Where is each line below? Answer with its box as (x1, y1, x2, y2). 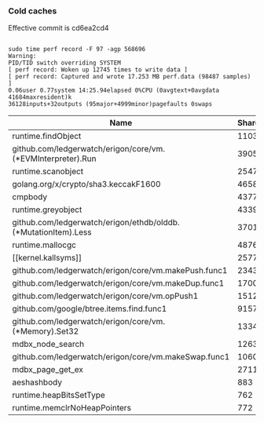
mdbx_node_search (12, 339, 85, 350)
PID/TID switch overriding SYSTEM (8, 59, 122, 67)
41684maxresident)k (8, 93, 72, 101)
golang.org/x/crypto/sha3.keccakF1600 (12, 179, 161, 190)
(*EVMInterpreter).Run (12, 153, 97, 164)
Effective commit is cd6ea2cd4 (8, 24, 109, 33)
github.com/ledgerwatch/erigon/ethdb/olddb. (12, 217, 180, 228)
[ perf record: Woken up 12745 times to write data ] (8, 66, 189, 74)
